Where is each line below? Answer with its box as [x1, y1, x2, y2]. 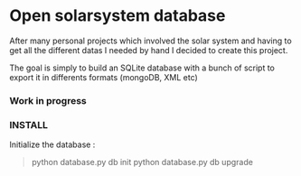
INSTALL [9, 118, 48, 131]
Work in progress [9, 94, 88, 107]
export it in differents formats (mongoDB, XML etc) [9, 71, 199, 82]
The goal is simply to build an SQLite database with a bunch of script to [9, 62, 276, 73]
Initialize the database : [9, 139, 96, 150]
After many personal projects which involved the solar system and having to [9, 35, 292, 46]
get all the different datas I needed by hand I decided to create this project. [9, 44, 288, 55]
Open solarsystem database [9, 5, 226, 26]
